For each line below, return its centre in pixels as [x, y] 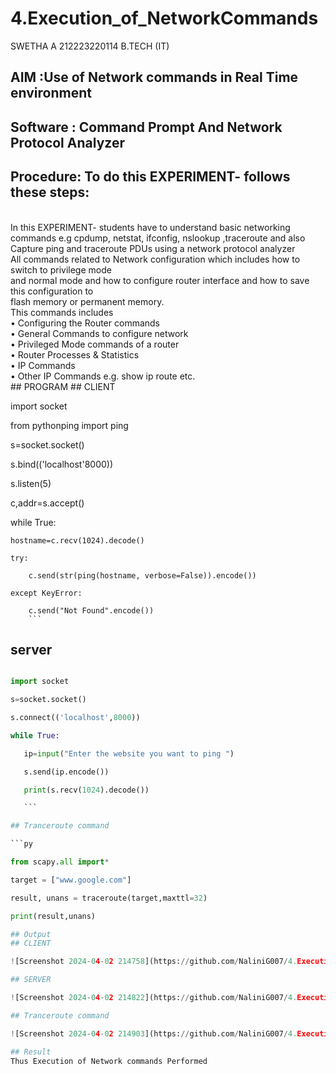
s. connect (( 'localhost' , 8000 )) [75, 718]
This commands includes [62, 312]
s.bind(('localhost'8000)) [62, 464]
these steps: [50, 192]
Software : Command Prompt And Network [146, 127]
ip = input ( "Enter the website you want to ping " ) [129, 753]
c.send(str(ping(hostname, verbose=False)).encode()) [142, 575]
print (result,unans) [53, 916]
